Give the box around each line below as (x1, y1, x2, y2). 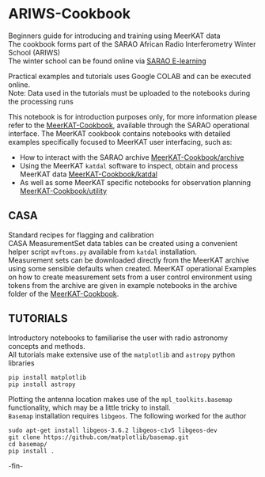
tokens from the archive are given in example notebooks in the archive (8, 280, 237, 290)
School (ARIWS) (8, 47, 61, 57)
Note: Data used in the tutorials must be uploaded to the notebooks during (8, 88, 251, 97)
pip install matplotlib (8, 373, 87, 381)
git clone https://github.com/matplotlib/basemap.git (8, 433, 190, 441)
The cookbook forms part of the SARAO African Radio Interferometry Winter (8, 39, 256, 48)
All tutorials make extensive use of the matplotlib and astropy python (8, 350, 236, 359)
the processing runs (8, 97, 74, 106)
